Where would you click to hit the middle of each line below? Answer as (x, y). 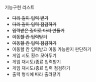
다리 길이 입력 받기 (30, 18)
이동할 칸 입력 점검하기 (34, 43)
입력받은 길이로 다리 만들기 (38, 30)
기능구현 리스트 (20, 7)
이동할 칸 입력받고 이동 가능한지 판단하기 (52, 49)
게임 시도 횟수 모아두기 (34, 55)
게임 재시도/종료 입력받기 (36, 62)
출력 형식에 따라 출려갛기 (36, 74)
